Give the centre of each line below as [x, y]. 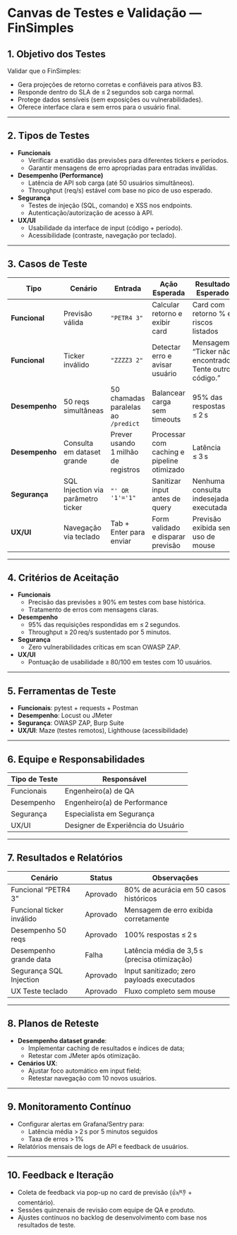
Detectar [166, 347]
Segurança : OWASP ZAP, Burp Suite [71, 723]
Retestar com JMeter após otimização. [84, 1055]
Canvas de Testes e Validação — [105, 13]
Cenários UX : [37, 1063]
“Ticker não [212, 351]
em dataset [82, 451]
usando [123, 443]
